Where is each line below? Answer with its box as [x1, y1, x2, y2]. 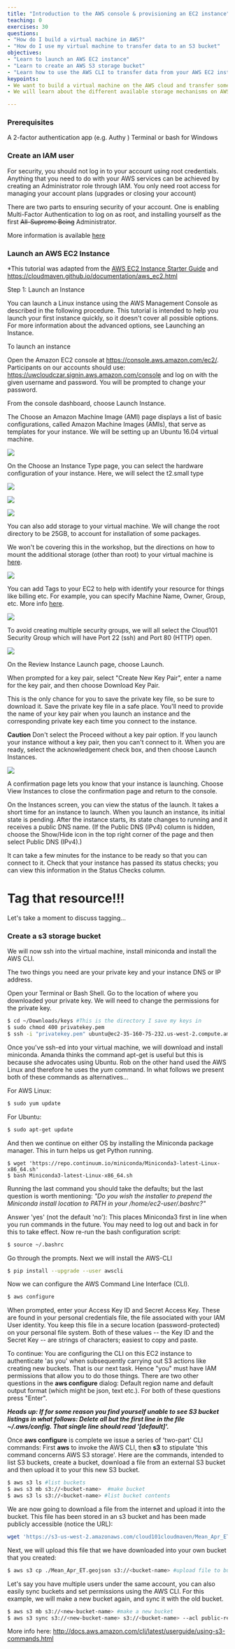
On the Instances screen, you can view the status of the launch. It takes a [7, 800, 219, 809]
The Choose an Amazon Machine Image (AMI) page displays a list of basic [7, 413, 222, 421]
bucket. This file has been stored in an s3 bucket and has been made [7, 1512, 206, 1520]
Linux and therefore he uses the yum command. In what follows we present [7, 1065, 225, 1074]
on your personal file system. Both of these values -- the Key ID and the [7, 1329, 214, 1337]
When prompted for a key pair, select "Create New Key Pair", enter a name [7, 674, 222, 682]
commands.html [7, 1634, 54, 1643]
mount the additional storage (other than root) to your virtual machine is [7, 551, 213, 559]
